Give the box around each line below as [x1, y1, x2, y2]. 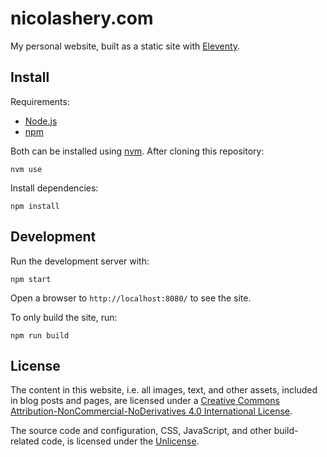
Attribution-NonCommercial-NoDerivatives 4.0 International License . [10, 405, 293, 417]
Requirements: [10, 95, 70, 107]
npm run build [10, 330, 70, 341]
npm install [10, 201, 60, 211]
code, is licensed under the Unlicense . [41, 435, 200, 447]
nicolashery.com [10, 7, 154, 30]
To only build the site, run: [10, 311, 118, 323]
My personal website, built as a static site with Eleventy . [10, 40, 241, 52]
